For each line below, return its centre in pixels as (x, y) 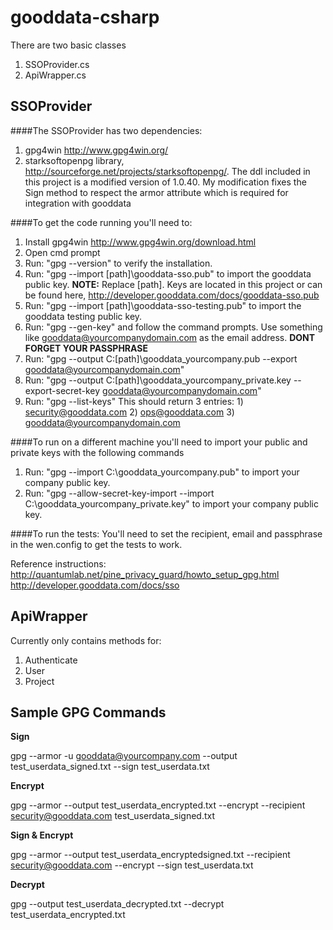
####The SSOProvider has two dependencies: (106, 130)
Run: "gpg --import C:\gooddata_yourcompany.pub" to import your (162, 472)
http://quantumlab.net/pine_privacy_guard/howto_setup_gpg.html (145, 574)
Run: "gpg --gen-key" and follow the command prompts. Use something (173, 327)
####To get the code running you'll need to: (101, 222)
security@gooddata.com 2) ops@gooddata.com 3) (129, 412)
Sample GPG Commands (88, 712)
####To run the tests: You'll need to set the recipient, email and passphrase (166, 533)
